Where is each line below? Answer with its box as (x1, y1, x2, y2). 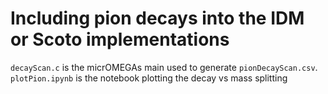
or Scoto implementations (10, 28, 230, 51)
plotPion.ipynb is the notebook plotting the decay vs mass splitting (10, 72, 288, 84)
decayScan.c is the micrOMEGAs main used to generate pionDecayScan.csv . (10, 61, 318, 73)
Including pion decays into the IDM (10, 7, 305, 30)
